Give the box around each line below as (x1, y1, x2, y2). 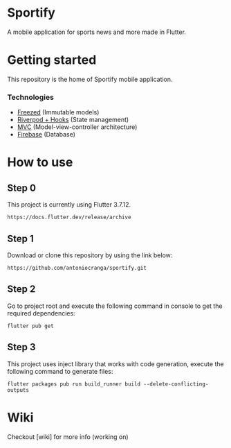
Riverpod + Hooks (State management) (17, 116, 129, 124)
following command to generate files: (7, 367, 113, 375)
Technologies (7, 92, 54, 102)
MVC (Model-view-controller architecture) (17, 123, 138, 131)
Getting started (7, 52, 97, 68)
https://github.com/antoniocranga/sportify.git (7, 264, 147, 271)
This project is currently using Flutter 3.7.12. (7, 200, 131, 209)
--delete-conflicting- (142, 380, 209, 388)
